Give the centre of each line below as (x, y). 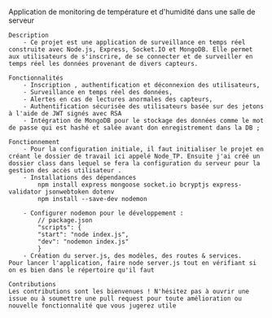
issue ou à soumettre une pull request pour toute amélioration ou (125, 298)
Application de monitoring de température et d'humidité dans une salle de (132, 12)
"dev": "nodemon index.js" (83, 242)
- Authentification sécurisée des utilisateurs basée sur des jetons (144, 107)
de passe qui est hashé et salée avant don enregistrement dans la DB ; (134, 128)
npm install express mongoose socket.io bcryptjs (123, 185)
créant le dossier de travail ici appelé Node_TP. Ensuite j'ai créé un (134, 156)
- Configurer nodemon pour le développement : (103, 213)
